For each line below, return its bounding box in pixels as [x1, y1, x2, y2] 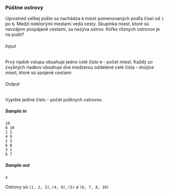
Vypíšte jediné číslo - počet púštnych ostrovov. [5, 96, 103, 102]
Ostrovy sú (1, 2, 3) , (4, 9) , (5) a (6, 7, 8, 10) [5, 183, 109, 190]
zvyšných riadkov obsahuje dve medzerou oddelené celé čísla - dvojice [5, 64, 154, 70]
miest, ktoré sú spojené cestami [5, 70, 72, 76]
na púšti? [5, 32, 24, 38]
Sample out [5, 162, 30, 168]
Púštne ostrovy [5, 4, 44, 11]
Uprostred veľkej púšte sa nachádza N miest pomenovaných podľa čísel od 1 [5, 16, 164, 22]
